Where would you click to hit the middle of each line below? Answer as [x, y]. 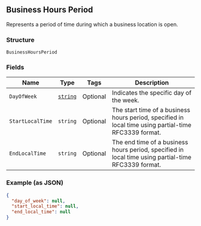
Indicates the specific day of [152, 93]
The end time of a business [150, 142]
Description [152, 83]
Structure [20, 40]
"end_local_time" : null [41, 212]
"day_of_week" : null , [39, 201]
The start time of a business [151, 110]
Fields [15, 67]
